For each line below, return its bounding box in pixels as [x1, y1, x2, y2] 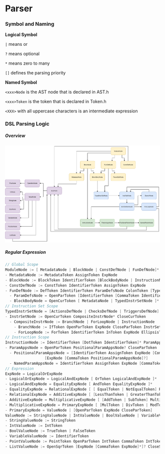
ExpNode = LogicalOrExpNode [5, 371, 63, 376]
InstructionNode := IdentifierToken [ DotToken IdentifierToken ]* [5, 340, 141, 345]
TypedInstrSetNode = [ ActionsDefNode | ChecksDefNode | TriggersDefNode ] [5, 309, 160, 314]
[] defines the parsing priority [5, 70, 66, 76]
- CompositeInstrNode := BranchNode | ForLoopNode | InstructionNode [9, 319, 155, 324]
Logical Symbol [5, 32, 38, 37]
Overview [5, 133, 26, 139]
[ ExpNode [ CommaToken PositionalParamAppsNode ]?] [44, 355, 148, 360]
